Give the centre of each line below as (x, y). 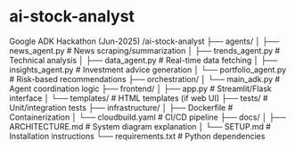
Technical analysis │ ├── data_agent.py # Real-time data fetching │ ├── (143, 60)
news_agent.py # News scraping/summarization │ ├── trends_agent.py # (145, 50)
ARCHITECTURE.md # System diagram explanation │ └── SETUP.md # (140, 126)
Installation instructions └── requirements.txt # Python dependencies (137, 136)
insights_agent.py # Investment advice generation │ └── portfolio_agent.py (148, 70)
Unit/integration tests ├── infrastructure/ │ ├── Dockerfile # (121, 107)
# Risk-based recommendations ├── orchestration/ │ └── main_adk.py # (145, 79)
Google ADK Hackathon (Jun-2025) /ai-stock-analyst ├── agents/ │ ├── (144, 41)
